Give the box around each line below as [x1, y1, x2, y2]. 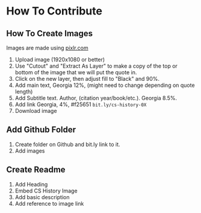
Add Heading [14, 180, 48, 188]
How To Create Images [6, 28, 93, 39]
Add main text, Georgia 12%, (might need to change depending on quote [14, 81, 195, 89]
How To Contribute [6, 4, 102, 18]
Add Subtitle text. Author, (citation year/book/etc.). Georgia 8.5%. [14, 95, 178, 101]
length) [14, 88, 33, 95]
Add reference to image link [14, 200, 84, 207]
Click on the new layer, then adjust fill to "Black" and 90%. [14, 75, 160, 82]
